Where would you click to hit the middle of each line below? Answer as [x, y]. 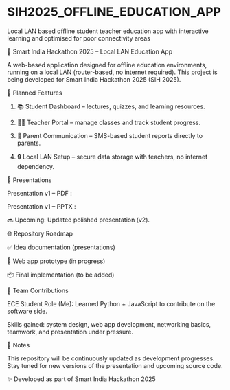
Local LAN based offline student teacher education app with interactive [108, 31]
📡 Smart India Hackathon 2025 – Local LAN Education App [90, 51]
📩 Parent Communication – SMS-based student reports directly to [110, 135]
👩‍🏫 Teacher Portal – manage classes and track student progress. [109, 122]
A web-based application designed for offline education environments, [107, 65]
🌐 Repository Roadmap [40, 233]
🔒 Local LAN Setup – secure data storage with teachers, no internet [112, 157]
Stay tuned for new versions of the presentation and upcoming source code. [115, 365]
